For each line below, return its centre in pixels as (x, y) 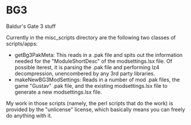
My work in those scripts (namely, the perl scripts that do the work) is (90, 103)
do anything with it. (29, 115)
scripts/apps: (22, 44)
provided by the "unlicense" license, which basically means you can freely (95, 109)
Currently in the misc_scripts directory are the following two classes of (91, 37)
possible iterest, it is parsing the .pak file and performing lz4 (87, 67)
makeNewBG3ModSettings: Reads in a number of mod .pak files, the (97, 80)
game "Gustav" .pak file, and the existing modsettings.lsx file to (91, 85)
